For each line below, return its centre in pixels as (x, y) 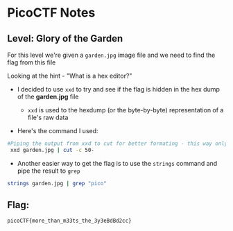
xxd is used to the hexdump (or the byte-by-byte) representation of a (126, 110)
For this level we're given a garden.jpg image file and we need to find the (111, 55)
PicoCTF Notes (51, 13)
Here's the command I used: (58, 131)
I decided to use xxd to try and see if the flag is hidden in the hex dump (119, 89)
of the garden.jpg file (48, 96)
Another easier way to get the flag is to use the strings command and (117, 163)
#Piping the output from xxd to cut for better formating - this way (110, 144)
